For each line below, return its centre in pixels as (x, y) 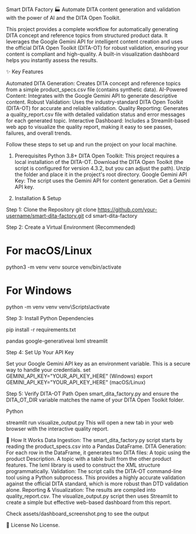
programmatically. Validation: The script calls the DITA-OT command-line (94, 471)
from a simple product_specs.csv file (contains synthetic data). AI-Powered (97, 90)
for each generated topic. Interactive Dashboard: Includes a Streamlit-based (98, 121)
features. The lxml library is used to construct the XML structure (83, 465)
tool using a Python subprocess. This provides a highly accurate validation (96, 477)
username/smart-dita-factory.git (45, 216)
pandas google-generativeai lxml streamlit (57, 341)
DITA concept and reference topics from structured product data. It (87, 35)
